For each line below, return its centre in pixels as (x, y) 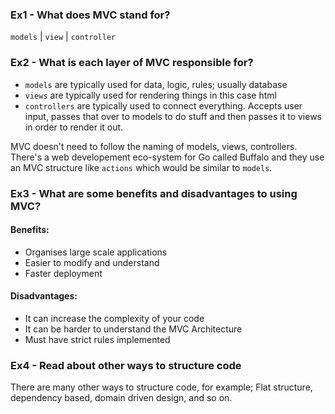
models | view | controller (63, 37)
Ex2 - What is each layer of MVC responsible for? (132, 63)
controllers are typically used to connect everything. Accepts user (163, 105)
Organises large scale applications (96, 252)
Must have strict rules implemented (97, 339)
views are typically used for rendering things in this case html (150, 95)
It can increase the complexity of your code (114, 318)
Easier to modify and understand (92, 262)
